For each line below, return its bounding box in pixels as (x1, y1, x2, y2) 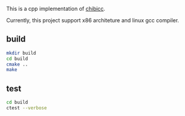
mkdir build (6, 50, 36, 56)
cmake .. (6, 61, 28, 67)
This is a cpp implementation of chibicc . (6, 5, 105, 12)
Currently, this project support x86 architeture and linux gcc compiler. (6, 17, 180, 23)
